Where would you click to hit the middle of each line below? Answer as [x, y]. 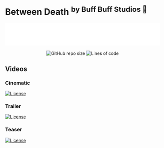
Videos [16, 69]
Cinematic [18, 83]
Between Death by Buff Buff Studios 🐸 [76, 11]
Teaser [14, 129]
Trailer [13, 106]
